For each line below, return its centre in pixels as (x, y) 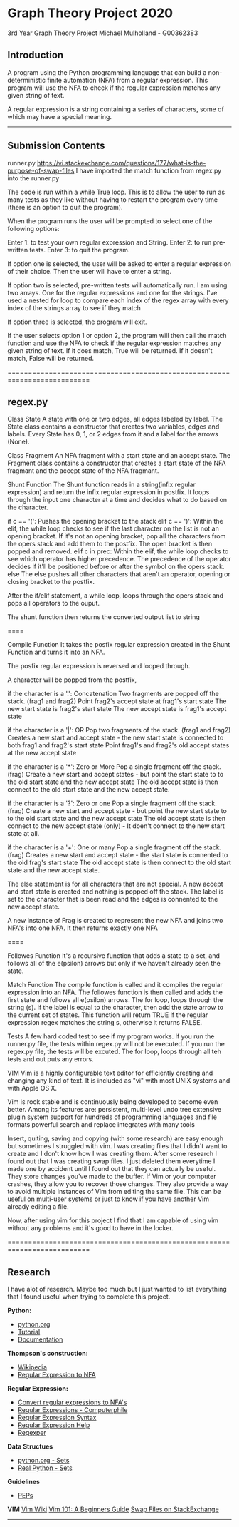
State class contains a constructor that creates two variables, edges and (113, 427)
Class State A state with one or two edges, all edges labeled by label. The (115, 419)
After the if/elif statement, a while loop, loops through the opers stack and (116, 596)
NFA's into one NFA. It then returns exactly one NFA (83, 928)
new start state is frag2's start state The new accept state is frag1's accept (117, 709)
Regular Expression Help (54, 1425)
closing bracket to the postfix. (51, 582)
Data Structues (30, 1446)
